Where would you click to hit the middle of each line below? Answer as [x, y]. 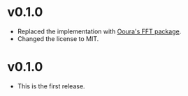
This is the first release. [51, 86]
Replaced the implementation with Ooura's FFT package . [99, 31]
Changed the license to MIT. [58, 38]
